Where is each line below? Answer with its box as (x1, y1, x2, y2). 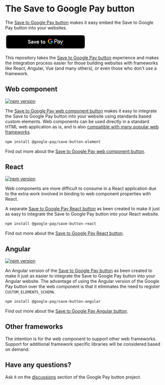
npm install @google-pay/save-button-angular (5, 299, 101, 304)
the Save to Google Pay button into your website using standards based (5, 113, 152, 119)
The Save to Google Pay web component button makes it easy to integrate (5, 108, 157, 114)
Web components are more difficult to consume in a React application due (5, 185, 157, 192)
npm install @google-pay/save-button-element (5, 139, 101, 144)
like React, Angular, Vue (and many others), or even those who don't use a (5, 65, 157, 71)
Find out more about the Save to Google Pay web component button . (5, 148, 146, 154)
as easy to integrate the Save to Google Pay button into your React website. (5, 211, 160, 217)
